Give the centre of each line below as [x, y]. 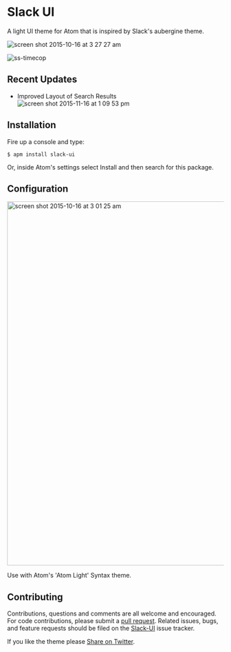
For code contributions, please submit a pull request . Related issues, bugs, [113, 621]
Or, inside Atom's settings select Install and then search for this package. [111, 167]
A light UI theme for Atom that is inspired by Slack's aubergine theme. [106, 31]
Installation [32, 125]
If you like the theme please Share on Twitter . [71, 642]
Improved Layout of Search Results [67, 96]
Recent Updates [42, 80]
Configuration [38, 189]
